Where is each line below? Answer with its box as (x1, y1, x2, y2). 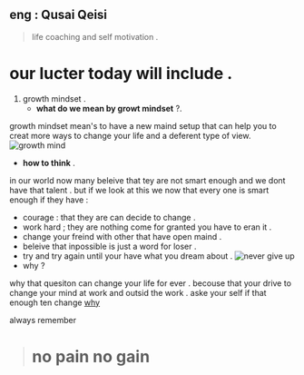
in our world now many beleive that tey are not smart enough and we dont (9, 174, 286, 185)
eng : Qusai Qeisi (9, 7, 107, 23)
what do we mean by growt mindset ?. (35, 103, 183, 113)
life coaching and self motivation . (31, 31, 159, 42)
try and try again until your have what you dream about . (22, 250, 233, 262)
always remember (9, 314, 77, 325)
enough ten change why (9, 297, 101, 308)
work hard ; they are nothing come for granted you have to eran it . (22, 222, 272, 232)
